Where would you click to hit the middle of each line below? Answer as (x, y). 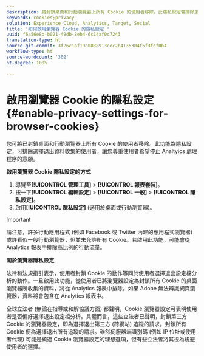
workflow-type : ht (29, 52)
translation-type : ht (34, 40)
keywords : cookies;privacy (40, 18)
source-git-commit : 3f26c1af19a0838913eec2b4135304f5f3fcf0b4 (87, 46)
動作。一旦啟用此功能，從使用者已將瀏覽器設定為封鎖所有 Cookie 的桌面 (107, 281)
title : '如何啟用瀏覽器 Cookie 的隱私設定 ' (58, 29)
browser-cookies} (53, 126)
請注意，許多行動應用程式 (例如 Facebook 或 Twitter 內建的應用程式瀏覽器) (100, 232)
